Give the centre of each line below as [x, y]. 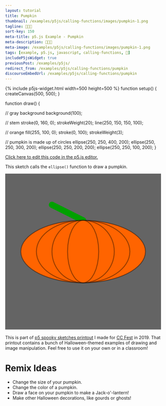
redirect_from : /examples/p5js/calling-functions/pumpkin [67, 68]
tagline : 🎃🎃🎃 [19, 26]
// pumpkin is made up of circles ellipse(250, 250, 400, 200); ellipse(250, [80, 142]
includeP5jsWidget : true [31, 58]
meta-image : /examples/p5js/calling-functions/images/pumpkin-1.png [78, 47]
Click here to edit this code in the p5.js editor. [52, 157]
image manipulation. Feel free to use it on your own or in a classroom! [77, 348]
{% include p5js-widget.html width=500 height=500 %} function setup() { [81, 89]
